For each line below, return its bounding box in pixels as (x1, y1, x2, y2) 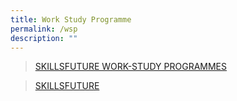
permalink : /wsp (10, 24, 78, 34)
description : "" (10, 33, 78, 43)
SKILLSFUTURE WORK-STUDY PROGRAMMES (34, 61, 228, 73)
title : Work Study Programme (10, 14, 132, 25)
